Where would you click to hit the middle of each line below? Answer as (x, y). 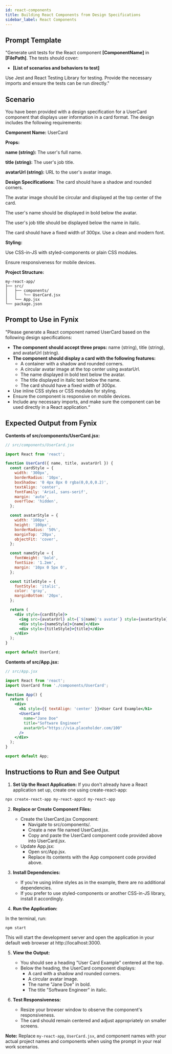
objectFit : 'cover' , (36, 539)
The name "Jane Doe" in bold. (59, 984)
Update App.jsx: (37, 846)
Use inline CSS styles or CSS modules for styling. (65, 391)
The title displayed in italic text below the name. (71, 380)
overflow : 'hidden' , (36, 501)
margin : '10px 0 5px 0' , (41, 567)
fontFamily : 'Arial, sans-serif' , (51, 492)
